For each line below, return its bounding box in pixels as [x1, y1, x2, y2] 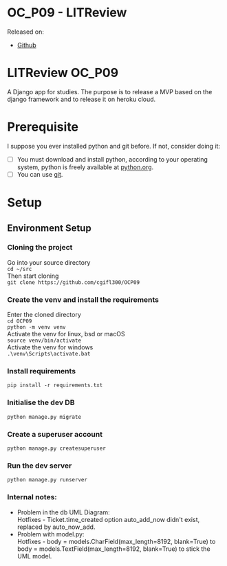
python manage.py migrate [7, 413, 81, 420]
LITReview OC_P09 [7, 65, 119, 80]
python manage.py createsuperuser [7, 445, 107, 452]
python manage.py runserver [7, 477, 88, 483]
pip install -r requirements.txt [7, 382, 103, 389]
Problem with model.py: [17, 530, 85, 538]
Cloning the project [7, 243, 73, 252]
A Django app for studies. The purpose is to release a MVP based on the [7, 87, 213, 96]
